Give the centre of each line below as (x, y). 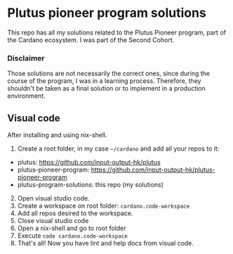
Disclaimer (26, 58)
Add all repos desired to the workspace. (75, 213)
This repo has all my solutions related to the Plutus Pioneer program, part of (117, 32)
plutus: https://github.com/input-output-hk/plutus (89, 163)
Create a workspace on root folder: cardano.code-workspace (104, 206)
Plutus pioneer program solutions (107, 13)
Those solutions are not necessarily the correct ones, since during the (109, 74)
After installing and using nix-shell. (57, 135)
